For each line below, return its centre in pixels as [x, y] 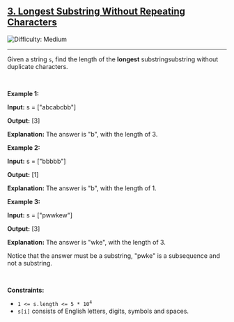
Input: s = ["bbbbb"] [37, 161]
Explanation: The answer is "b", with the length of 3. [83, 134]
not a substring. [30, 263]
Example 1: [23, 93]
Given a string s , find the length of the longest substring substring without [113, 59]
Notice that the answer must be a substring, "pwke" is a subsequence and [114, 255]
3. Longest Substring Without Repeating [96, 11]
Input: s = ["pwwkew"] [40, 215]
